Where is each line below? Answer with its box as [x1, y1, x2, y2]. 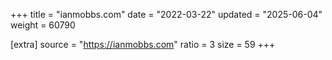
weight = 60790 [10, 19, 76, 31]
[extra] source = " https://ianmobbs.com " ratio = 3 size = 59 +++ [10, 39, 276, 50]
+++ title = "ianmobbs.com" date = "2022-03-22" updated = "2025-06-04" [10, 9, 323, 20]
